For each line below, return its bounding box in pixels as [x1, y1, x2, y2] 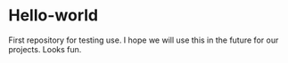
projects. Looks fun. [8, 43, 82, 54]
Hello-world [8, 5, 99, 26]
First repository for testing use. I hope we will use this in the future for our [8, 35, 279, 45]
